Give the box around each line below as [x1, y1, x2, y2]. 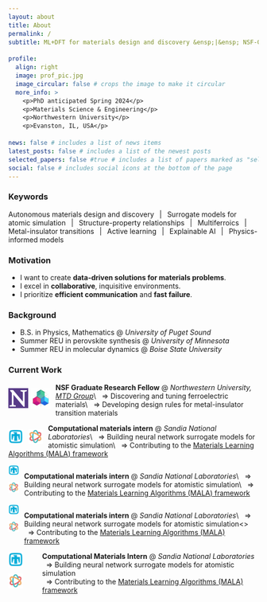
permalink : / [8, 29, 52, 37]
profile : [8, 55, 37, 63]
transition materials [55, 408, 118, 417]
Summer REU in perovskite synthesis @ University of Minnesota [19, 336, 230, 346]
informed [8, 235, 38, 244]
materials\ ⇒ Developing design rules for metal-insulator [55, 399, 244, 409]
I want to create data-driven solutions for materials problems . [19, 272, 226, 282]
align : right [15, 64, 59, 72]
